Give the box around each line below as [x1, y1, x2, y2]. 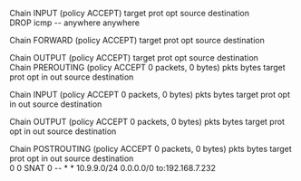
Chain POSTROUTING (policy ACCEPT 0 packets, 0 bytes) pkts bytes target [9, 144, 292, 154]
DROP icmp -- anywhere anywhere [9, 17, 141, 28]
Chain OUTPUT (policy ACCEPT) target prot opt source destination [9, 52, 258, 62]
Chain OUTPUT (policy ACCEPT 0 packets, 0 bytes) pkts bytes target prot [9, 117, 286, 127]
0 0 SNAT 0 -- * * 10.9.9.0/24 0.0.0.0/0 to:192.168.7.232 [9, 163, 216, 173]
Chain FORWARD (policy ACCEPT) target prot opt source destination [9, 35, 265, 45]
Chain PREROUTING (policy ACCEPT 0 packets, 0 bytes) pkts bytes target [9, 62, 286, 72]
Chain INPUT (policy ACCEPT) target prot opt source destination [9, 8, 249, 18]
